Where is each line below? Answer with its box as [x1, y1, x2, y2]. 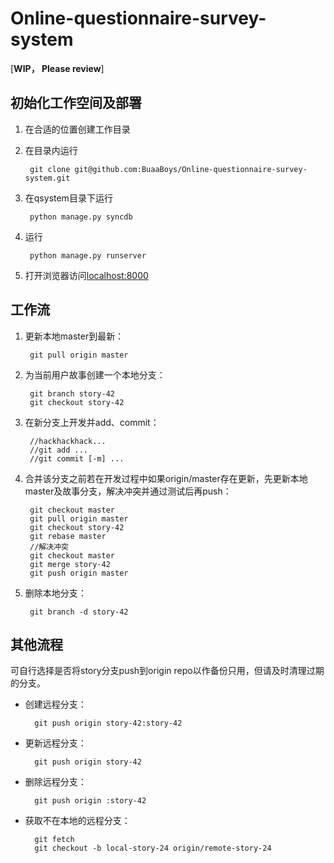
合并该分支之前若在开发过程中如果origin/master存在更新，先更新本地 [24, 472, 308, 484]
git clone [29, 164, 71, 174]
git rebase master [29, 531, 107, 541]
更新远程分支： [24, 737, 87, 749]
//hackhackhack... [29, 436, 107, 446]
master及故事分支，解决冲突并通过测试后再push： [24, 485, 232, 497]
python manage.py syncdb [29, 212, 133, 222]
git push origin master [29, 568, 129, 578]
